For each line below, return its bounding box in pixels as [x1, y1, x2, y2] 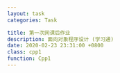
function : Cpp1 [7, 55, 51, 63]
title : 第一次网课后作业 [7, 29, 71, 36]
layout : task [7, 10, 45, 17]
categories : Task [7, 17, 58, 24]
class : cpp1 [7, 49, 42, 56]
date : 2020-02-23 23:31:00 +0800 [7, 42, 104, 49]
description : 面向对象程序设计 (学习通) [7, 35, 114, 42]
